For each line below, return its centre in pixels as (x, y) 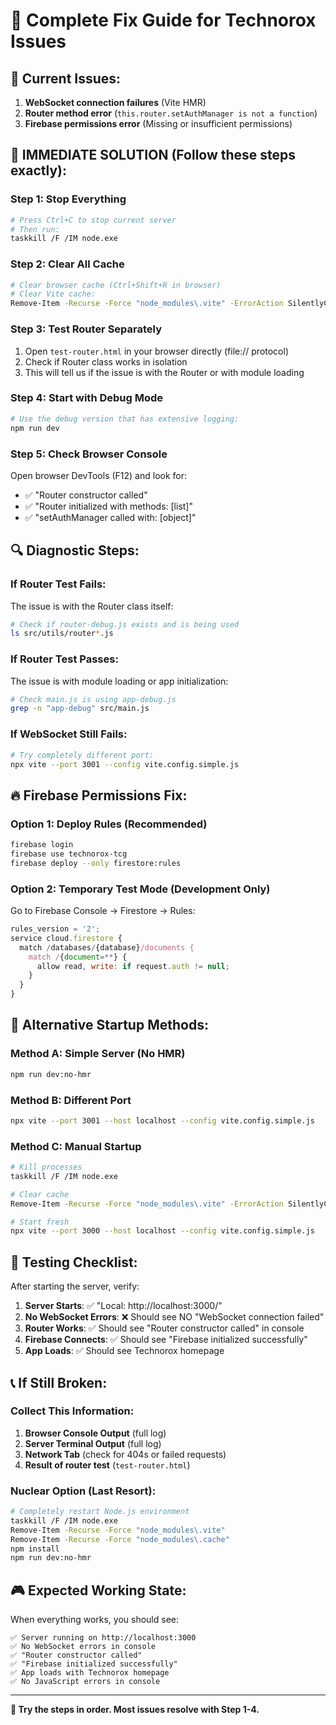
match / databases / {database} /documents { (107, 947)
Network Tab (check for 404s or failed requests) (125, 1454)
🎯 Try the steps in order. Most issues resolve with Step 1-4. (135, 1710)
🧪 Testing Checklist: (74, 1262)
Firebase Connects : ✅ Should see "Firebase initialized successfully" (166, 1340)
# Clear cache (40, 1194)
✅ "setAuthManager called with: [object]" (110, 517)
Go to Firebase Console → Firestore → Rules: (103, 911)
